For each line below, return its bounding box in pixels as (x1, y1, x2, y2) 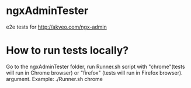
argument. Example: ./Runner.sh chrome (6, 75, 103, 82)
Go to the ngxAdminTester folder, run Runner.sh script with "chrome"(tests (6, 63, 185, 70)
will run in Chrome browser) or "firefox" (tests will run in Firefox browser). (6, 69, 183, 76)
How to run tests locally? (6, 44, 129, 57)
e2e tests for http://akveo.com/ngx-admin (6, 23, 107, 30)
